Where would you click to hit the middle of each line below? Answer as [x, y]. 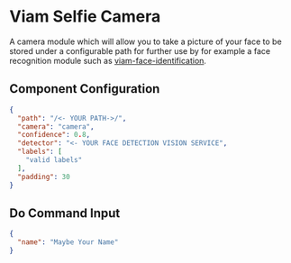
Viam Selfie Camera [85, 17]
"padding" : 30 [44, 177]
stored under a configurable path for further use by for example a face [140, 50]
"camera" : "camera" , [56, 127]
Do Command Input [65, 213]
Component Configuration [85, 89]
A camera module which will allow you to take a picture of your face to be [145, 41]
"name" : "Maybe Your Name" [68, 242]
